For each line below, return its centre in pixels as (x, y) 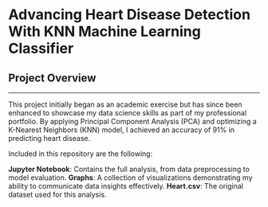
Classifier (41, 49)
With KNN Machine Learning (104, 31)
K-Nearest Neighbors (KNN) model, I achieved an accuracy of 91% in (122, 130)
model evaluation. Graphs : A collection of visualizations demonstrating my (130, 178)
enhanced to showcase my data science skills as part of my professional (128, 113)
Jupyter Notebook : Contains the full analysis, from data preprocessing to (129, 169)
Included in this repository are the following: (81, 154)
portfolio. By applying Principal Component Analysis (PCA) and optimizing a (132, 121)
